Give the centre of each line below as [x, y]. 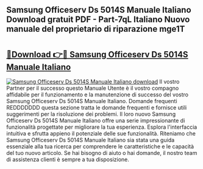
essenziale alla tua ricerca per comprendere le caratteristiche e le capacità [100, 146]
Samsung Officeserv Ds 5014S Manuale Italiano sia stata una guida [91, 140]
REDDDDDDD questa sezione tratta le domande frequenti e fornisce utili [97, 107]
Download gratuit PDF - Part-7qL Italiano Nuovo [98, 20]
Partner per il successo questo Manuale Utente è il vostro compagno [93, 88]
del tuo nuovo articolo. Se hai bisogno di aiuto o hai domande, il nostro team [102, 153]
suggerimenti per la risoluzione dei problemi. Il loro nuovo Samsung [91, 114]
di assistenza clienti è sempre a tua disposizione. [68, 159]
